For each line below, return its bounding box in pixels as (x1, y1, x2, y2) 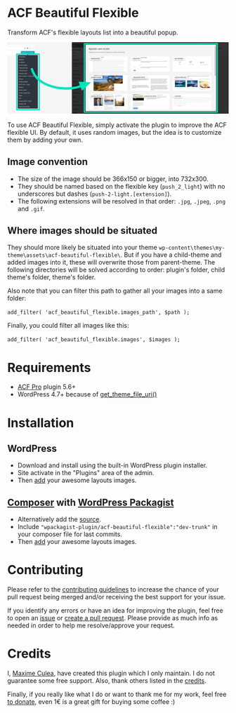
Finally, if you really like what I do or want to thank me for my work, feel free (7, 690, 227, 699)
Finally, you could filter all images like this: (7, 321, 129, 330)
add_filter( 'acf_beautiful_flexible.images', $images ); (7, 336, 181, 343)
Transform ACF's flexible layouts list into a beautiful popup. (7, 28, 178, 36)
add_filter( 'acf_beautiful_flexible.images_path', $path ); (7, 309, 190, 316)
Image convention (7, 156, 88, 168)
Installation (7, 415, 74, 431)
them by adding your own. (7, 135, 83, 144)
